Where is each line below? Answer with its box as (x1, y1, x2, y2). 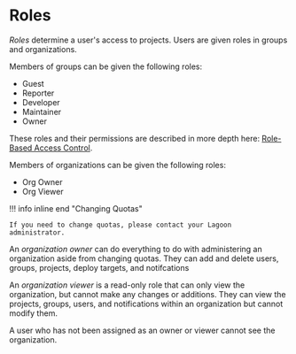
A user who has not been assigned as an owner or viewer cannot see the (9, 325, 276, 335)
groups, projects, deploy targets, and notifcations (9, 262, 190, 273)
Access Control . (34, 142, 93, 153)
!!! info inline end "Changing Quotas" (9, 203, 144, 213)
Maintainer (21, 106, 62, 117)
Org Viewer (21, 186, 64, 196)
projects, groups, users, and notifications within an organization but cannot (9, 298, 284, 309)
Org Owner (21, 176, 63, 187)
